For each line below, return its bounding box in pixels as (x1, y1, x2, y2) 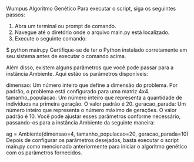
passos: (6, 11, 25, 18)
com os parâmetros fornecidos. (6, 149, 82, 156)
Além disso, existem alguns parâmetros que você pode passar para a (6, 64, 174, 71)
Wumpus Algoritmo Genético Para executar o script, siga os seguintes (6, 5, 176, 12)
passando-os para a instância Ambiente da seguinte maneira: (6, 119, 155, 126)
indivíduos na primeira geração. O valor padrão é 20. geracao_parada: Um (6, 100, 186, 107)
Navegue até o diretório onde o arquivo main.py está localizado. (14, 29, 170, 36)
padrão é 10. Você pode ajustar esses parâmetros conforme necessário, (6, 113, 181, 120)
